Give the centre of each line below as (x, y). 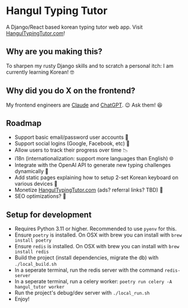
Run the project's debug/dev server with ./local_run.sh (82, 293)
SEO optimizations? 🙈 (40, 196)
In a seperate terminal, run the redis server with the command (89, 270)
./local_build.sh (36, 265)
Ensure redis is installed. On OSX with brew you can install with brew (97, 247)
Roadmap (24, 123)
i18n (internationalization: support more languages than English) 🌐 (94, 159)
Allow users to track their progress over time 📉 (71, 150)
